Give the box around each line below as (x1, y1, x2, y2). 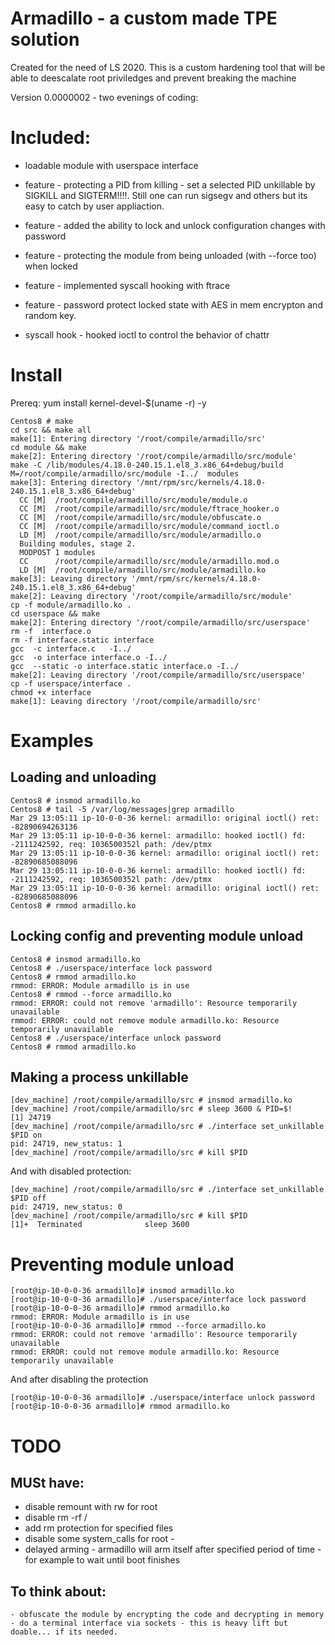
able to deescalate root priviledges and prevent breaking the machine (10, 72, 297, 84)
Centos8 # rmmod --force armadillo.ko (10, 989, 172, 999)
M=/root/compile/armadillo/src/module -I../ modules (10, 468, 240, 479)
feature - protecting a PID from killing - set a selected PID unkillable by (24, 178, 316, 191)
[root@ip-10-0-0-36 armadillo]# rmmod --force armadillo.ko (10, 1321, 267, 1331)
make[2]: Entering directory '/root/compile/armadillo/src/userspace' (10, 617, 311, 627)
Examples (10, 730, 94, 752)
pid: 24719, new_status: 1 (10, 1139, 123, 1149)
